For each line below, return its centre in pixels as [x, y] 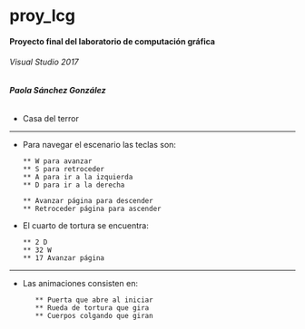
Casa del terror [50, 118]
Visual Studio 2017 [44, 62]
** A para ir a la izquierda [78, 177]
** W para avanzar [57, 161]
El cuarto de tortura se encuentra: [86, 225]
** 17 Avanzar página [63, 258]
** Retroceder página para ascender [92, 208]
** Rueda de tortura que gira [92, 308]
